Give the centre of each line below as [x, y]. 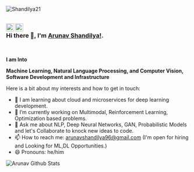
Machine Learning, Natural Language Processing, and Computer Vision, [95, 71]
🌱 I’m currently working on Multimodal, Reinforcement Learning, [91, 112]
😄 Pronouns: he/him [39, 152]
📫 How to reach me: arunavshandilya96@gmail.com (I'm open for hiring [101, 137]
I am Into [17, 60]
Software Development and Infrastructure [58, 77]
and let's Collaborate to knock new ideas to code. [74, 131]
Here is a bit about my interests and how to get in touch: [73, 88]
